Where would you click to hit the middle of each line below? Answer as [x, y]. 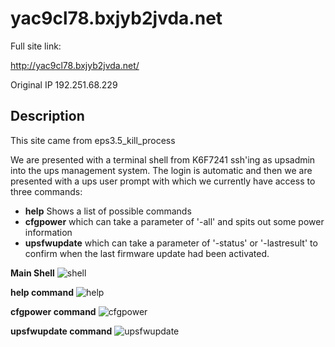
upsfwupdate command [61, 331]
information [48, 232]
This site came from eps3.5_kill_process [93, 140]
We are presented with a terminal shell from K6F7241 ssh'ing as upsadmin [163, 159]
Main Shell [32, 273]
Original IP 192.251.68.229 [64, 84]
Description [47, 116]
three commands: [46, 191]
